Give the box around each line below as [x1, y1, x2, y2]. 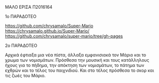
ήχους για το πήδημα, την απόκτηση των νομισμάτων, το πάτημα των [5, 63, 145, 68]
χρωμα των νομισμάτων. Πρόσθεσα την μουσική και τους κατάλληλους [5, 57, 149, 63]
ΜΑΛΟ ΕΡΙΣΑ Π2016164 [5, 4, 53, 10]
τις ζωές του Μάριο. [5, 73, 46, 78]
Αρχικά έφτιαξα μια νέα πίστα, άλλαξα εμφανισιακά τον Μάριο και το [5, 52, 146, 58]
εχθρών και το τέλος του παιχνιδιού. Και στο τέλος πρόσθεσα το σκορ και [5, 67, 154, 73]
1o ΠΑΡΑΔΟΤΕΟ [5, 14, 37, 19]
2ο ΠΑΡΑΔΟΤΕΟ [5, 43, 38, 48]
